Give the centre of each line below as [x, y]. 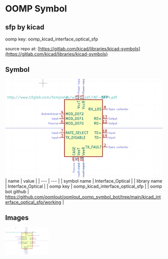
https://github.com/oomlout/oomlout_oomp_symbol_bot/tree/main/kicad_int [83, 197]
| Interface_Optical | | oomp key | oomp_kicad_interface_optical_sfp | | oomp [84, 186]
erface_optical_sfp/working [33, 202]
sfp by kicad [25, 27]
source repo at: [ [22, 49]
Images [17, 218]
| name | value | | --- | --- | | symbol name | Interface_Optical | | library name [84, 181]
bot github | [17, 191]
